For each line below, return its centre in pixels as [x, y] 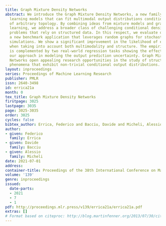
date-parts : [22, 188]
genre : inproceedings [27, 180]
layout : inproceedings [28, 70]
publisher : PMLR [22, 78]
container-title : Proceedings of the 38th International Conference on [80, 170]
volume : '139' [20, 175]
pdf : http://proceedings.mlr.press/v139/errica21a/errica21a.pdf [74, 207]
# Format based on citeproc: [35, 216]
